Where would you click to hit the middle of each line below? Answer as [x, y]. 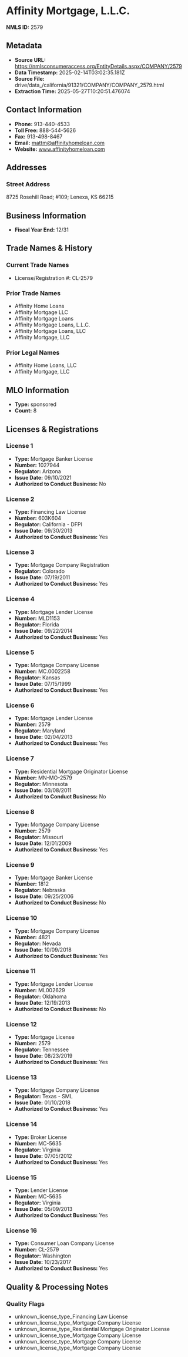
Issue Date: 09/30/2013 [43, 531]
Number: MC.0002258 [42, 671]
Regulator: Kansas [37, 678]
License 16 [21, 1230]
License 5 [20, 652]
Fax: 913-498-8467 [38, 136]
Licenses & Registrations [52, 429]
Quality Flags [26, 1303]
